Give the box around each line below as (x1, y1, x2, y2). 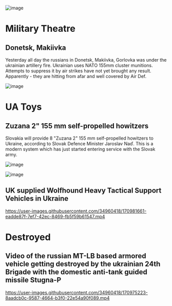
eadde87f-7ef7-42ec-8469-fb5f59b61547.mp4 (5, 213, 105, 219)
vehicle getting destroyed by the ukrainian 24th (5, 260, 161, 269)
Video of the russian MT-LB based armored (5, 252, 146, 260)
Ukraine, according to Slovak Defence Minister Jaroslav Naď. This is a (5, 141, 154, 146)
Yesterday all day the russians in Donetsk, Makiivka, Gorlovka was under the (5, 57, 167, 63)
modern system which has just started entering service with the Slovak (5, 146, 156, 152)
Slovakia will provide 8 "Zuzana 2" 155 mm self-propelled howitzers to (5, 135, 154, 141)
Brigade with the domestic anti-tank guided (5, 267, 148, 277)
